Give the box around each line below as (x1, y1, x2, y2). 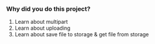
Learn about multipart (14, 18, 68, 26)
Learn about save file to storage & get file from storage (14, 31, 150, 38)
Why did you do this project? (6, 5, 91, 13)
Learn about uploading (14, 24, 71, 32)
